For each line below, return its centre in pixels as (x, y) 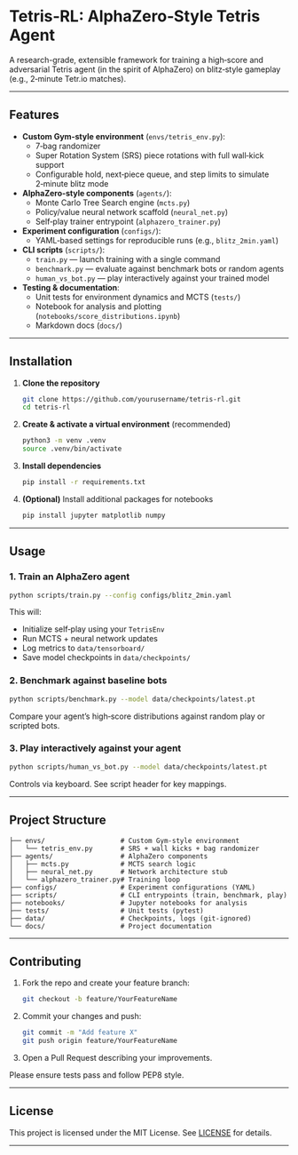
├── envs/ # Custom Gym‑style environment (125, 840)
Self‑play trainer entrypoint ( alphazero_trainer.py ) (128, 221)
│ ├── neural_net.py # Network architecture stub (118, 872)
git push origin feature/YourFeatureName (99, 1041)
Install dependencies (62, 466)
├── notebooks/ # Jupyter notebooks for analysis (129, 903)
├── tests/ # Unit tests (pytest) (106, 911)
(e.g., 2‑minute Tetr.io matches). (68, 78)
